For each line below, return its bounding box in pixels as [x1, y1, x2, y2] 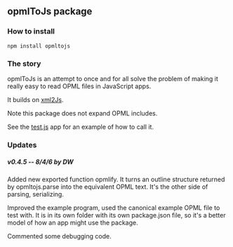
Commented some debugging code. [7, 232, 112, 240]
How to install [7, 27, 55, 36]
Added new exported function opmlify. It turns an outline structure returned [7, 175, 225, 183]
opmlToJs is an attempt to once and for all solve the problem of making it [7, 74, 219, 83]
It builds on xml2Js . [7, 95, 64, 104]
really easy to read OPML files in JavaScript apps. [7, 82, 152, 90]
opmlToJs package [7, 6, 93, 17]
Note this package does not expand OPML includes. [7, 108, 158, 118]
